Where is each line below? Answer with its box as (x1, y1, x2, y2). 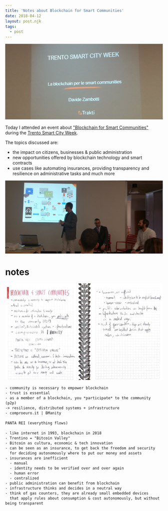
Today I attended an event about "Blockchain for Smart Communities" (5, 124, 148, 130)
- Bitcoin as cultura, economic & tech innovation (5, 441, 113, 446)
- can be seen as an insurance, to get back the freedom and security (5, 446, 155, 451)
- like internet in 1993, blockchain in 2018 (5, 431, 101, 436)
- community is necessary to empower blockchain (5, 386, 108, 391)
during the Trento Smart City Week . (5, 130, 78, 136)
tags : (5, 24, 16, 29)
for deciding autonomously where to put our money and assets (9, 451, 142, 456)
